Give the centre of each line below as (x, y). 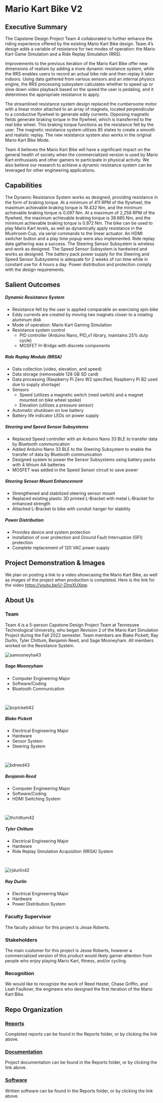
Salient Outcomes (33, 285)
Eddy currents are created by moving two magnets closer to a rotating (82, 315)
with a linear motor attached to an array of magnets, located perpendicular (80, 109)
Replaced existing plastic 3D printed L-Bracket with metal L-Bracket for (83, 498)
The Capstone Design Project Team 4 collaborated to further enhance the (79, 38)
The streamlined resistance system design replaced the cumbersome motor (81, 104)
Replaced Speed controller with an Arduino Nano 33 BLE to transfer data (85, 439)
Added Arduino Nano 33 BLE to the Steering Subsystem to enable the (82, 449)
